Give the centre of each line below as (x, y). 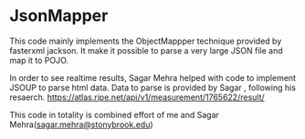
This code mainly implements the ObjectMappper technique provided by (146, 41)
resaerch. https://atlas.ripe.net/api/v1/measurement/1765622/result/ (137, 97)
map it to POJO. (39, 60)
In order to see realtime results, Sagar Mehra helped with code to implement (153, 77)
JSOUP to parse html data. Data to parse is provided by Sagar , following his (153, 87)
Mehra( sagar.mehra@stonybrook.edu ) (81, 124)
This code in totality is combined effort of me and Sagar (114, 114)
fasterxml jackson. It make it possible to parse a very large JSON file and (146, 50)
